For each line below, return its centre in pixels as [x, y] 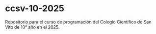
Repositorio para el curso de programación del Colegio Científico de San [78, 22]
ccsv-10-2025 [35, 8]
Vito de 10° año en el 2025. [32, 27]
